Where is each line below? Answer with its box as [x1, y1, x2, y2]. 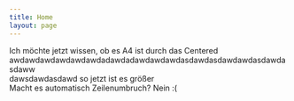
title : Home [9, 12, 53, 22]
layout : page [9, 21, 58, 30]
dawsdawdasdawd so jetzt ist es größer [9, 73, 155, 83]
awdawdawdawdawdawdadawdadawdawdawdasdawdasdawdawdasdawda [9, 54, 286, 65]
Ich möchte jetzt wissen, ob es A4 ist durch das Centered [9, 45, 219, 55]
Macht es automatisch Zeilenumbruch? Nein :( [9, 83, 178, 93]
